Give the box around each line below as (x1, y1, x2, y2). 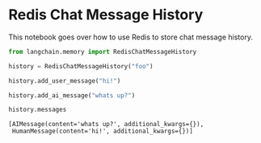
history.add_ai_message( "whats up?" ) (8, 91, 136, 100)
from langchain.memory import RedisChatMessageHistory (8, 47, 197, 55)
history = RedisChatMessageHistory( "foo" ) (8, 62, 154, 70)
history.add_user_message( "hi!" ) (8, 76, 121, 85)
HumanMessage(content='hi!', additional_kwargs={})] (11, 127, 194, 136)
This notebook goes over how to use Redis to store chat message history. (8, 32, 253, 42)
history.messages (8, 106, 67, 114)
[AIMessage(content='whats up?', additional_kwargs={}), (8, 121, 204, 129)
